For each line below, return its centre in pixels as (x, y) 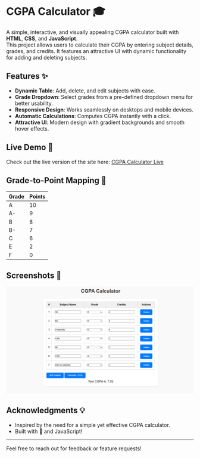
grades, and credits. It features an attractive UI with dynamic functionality (96, 51)
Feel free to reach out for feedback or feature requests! (74, 448)
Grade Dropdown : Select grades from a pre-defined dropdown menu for (104, 97)
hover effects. (32, 128)
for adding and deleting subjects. (47, 57)
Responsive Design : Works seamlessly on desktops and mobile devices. (104, 109)
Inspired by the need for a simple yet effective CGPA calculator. (93, 425)
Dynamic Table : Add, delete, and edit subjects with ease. (85, 91)
